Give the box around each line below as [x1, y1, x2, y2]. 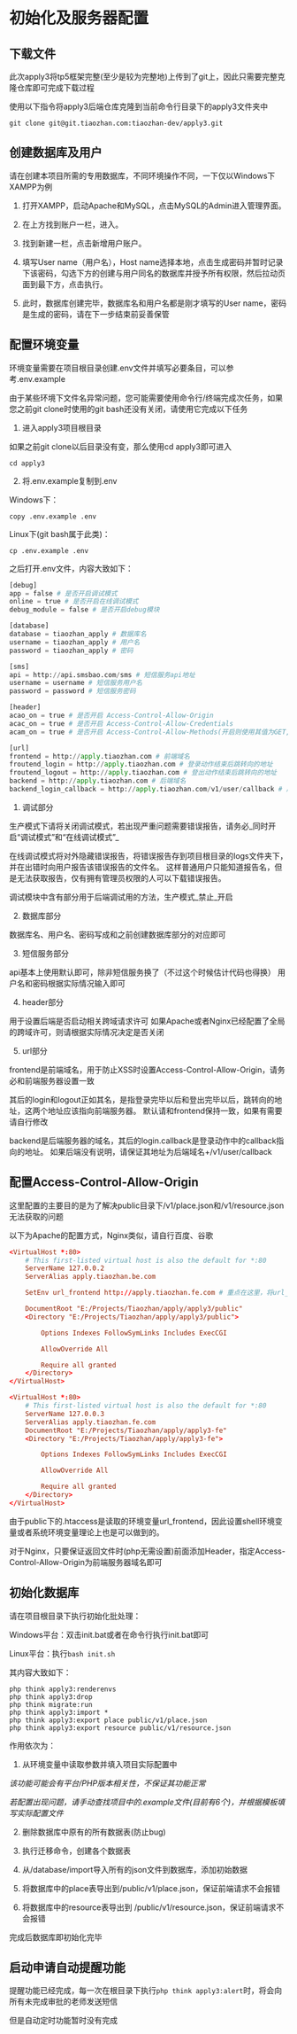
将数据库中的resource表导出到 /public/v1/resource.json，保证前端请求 [21, 1902, 277, 1913]
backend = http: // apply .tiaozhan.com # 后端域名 [9, 776, 187, 785]
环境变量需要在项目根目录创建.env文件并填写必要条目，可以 [9, 362, 227, 373]
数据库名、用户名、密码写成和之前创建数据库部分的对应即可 [9, 929, 226, 939]
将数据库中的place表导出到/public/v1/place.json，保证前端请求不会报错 [21, 1882, 281, 1893]
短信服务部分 [21, 947, 69, 958]
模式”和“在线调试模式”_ [35, 831, 119, 842]
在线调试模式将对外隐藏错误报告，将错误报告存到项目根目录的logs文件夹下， [9, 850, 288, 861]
